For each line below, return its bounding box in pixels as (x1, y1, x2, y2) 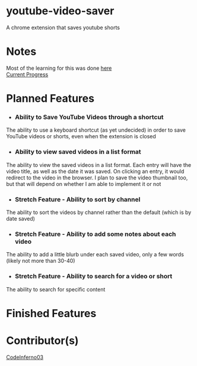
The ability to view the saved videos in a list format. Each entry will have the (6, 161, 192, 168)
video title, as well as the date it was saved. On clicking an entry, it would (6, 168, 185, 175)
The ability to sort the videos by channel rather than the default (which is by (6, 209, 192, 216)
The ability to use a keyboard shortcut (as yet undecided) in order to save (6, 126, 186, 134)
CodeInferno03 (6, 353, 43, 361)
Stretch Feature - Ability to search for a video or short (14, 272, 173, 281)
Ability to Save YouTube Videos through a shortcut (14, 113, 164, 121)
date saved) (6, 215, 36, 222)
